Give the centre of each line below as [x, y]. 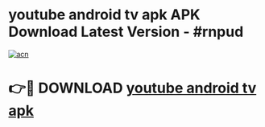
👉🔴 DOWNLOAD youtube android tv [132, 88]
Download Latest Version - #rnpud [126, 32]
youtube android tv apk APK [104, 15]
